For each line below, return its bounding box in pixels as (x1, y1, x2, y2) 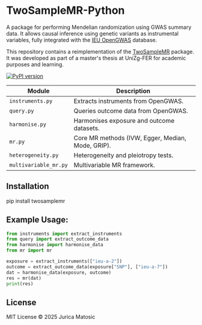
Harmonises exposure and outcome (73, 116, 175, 125)
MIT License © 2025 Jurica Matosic (6, 314, 96, 321)
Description (116, 87, 150, 95)
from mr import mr (6, 247, 52, 253)
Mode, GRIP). (73, 141, 111, 149)
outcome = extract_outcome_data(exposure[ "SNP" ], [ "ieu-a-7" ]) (6, 264, 168, 270)
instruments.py (9, 97, 53, 104)
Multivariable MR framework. (73, 161, 155, 169)
